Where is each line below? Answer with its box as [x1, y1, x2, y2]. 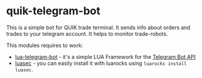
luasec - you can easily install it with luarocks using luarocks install [14, 60, 188, 67]
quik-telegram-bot [6, 4, 101, 18]
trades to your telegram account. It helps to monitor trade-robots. [6, 30, 168, 37]
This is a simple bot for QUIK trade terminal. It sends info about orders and [6, 24, 191, 31]
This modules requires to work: [6, 42, 83, 49]
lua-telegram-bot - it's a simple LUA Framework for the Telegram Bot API [14, 53, 196, 60]
